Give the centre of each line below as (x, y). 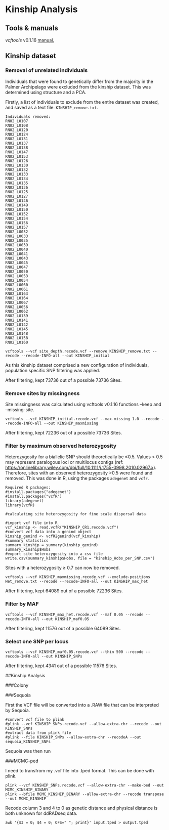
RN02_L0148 (17, 333)
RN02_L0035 (17, 241)
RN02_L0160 (17, 342)
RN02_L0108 (17, 125)
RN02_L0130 (17, 165)
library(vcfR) (20, 505)
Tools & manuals (32, 28)
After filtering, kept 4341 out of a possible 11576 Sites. (61, 666)
